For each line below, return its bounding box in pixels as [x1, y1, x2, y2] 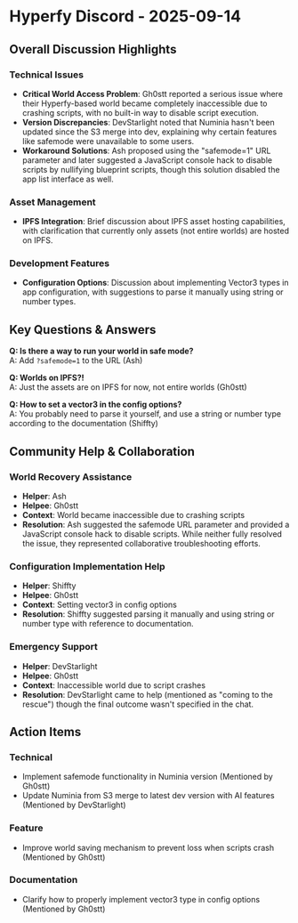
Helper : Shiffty [21, 580, 77, 591]
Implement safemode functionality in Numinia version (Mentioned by [21, 772, 273, 782]
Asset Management [9, 196, 96, 208]
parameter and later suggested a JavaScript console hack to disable [21, 154, 273, 166]
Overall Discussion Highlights [9, 42, 177, 57]
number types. [21, 296, 77, 307]
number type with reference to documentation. [21, 619, 194, 629]
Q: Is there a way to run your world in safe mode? [9, 345, 194, 357]
